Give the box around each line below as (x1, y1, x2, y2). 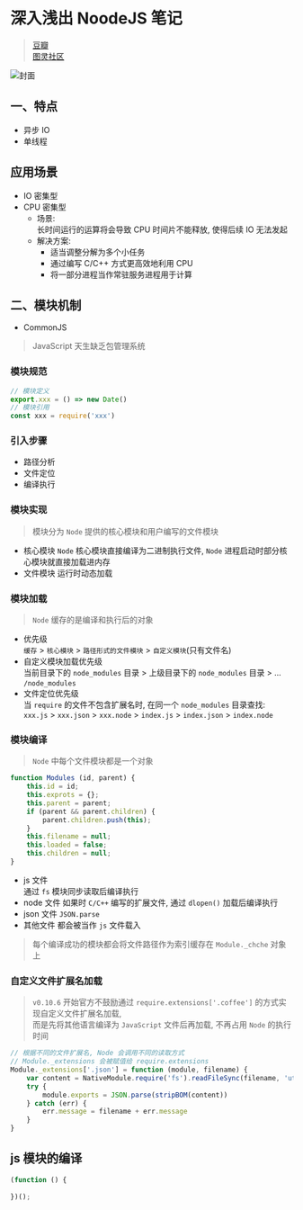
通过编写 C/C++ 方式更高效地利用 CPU (49, 257, 193, 268)
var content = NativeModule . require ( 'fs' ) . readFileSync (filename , (26, 1073, 281, 1082)
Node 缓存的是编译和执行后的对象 (31, 614, 154, 625)
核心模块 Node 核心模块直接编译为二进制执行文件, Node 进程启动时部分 (22, 545, 280, 556)
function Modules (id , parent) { (10, 774, 136, 783)
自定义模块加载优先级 (22, 656, 102, 667)
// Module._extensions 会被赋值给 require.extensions (10, 1057, 209, 1066)
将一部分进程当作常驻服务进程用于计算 (49, 269, 192, 280)
